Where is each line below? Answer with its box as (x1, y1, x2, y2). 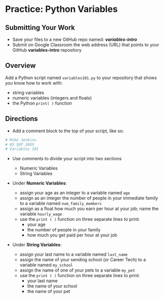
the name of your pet (27, 289, 71, 295)
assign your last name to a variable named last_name (19, 251, 128, 257)
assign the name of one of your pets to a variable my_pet (19, 267, 135, 273)
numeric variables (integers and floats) (12, 95, 92, 100)
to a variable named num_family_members (19, 200, 102, 206)
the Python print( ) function (12, 100, 72, 106)
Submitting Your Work (5, 23, 76, 32)
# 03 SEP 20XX (5, 142, 35, 147)
